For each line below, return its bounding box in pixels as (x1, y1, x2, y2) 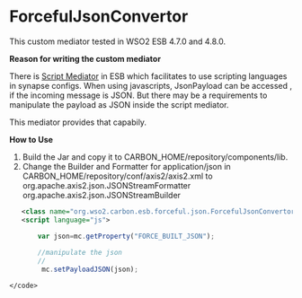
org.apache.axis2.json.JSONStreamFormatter (22, 180, 191, 190)
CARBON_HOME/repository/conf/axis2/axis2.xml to (22, 171, 213, 181)
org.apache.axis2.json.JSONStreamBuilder (22, 189, 182, 200)
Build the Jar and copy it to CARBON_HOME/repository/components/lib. (22, 151, 289, 162)
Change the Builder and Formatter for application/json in (22, 161, 231, 171)
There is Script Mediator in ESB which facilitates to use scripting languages (9, 70, 288, 82)
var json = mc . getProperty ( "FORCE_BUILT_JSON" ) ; (37, 232, 216, 241)
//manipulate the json (37, 249, 123, 258)
